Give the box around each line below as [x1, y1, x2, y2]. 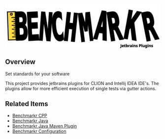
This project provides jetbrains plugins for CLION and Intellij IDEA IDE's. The [5, 80, 159, 86]
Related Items [5, 100, 48, 108]
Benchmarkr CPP [12, 112, 48, 119]
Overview [5, 58, 36, 66]
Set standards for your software [5, 71, 70, 77]
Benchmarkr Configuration [12, 128, 66, 134]
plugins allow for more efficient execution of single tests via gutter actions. [5, 85, 157, 91]
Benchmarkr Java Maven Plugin [12, 123, 77, 129]
